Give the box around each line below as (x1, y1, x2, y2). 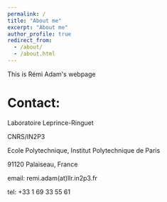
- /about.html (14, 51, 55, 58)
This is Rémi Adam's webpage (7, 69, 96, 79)
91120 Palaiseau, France (7, 160, 78, 168)
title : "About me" (7, 17, 62, 24)
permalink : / (7, 10, 46, 18)
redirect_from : (7, 37, 53, 44)
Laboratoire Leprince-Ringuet (7, 118, 94, 127)
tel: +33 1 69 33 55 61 (7, 187, 71, 196)
